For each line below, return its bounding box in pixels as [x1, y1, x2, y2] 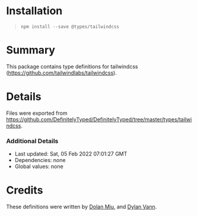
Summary [6, 43, 55, 57]
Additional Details [6, 137, 59, 145]
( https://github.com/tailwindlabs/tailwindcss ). [6, 69, 117, 76]
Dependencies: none [14, 157, 66, 164]
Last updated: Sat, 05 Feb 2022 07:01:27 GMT [14, 150, 127, 157]
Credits [6, 183, 43, 197]
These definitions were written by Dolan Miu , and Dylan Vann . [6, 203, 157, 211]
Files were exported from [6, 109, 68, 117]
